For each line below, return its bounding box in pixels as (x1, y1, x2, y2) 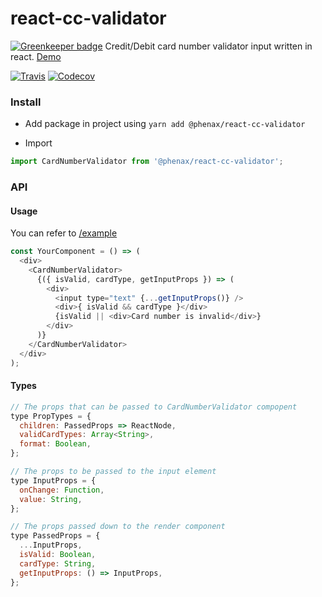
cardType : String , (19, 558, 97, 569)
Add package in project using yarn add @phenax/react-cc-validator (24, 118, 306, 130)
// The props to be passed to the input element (10, 467, 217, 477)
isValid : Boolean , (19, 550, 97, 560)
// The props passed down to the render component (10, 522, 226, 532)
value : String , (19, 494, 83, 504)
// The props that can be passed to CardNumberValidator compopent (10, 402, 298, 412)
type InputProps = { (10, 475, 97, 486)
